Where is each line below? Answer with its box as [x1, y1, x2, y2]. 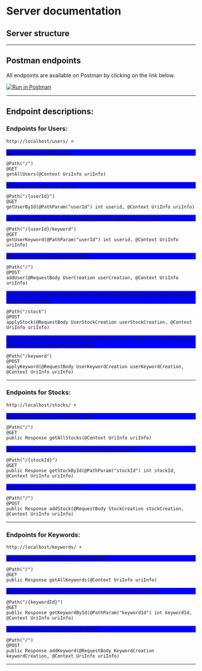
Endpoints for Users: [6, 125, 68, 133]
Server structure [6, 28, 70, 39]
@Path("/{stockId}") [6, 457, 58, 463]
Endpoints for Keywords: [6, 531, 81, 539]
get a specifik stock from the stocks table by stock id [6, 445, 138, 453]
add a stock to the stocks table [6, 484, 83, 491]
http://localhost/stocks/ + [6, 402, 77, 408]
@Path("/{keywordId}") [6, 599, 63, 605]
